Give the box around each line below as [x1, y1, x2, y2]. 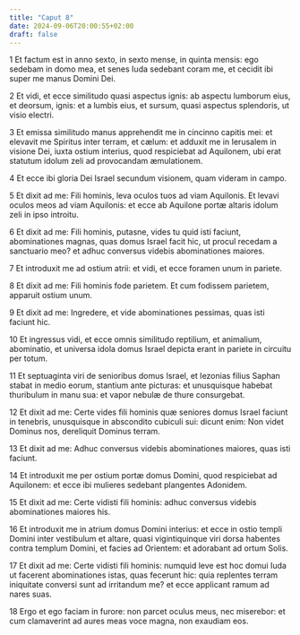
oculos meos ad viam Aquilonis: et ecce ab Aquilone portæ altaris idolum [9, 200, 279, 210]
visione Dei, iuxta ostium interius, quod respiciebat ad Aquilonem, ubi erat [9, 146, 282, 157]
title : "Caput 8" [9, 13, 74, 22]
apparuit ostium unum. [9, 290, 92, 301]
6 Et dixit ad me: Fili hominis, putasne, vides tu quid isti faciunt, [9, 227, 242, 237]
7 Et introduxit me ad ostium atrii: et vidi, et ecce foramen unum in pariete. [9, 263, 282, 274]
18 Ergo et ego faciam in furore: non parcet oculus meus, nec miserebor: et [9, 606, 286, 617]
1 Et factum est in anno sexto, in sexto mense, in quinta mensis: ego [9, 55, 260, 65]
